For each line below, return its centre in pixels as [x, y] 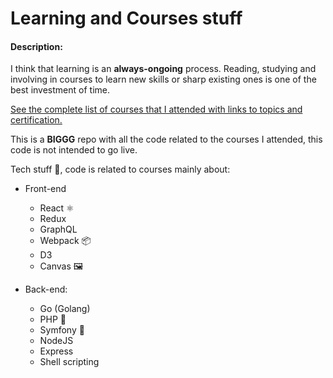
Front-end [45, 189]
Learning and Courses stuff [126, 18]
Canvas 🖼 [61, 266]
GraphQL [58, 229]
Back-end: [46, 289]
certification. [36, 120]
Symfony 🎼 [62, 330]
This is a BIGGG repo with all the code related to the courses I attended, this [166, 139]
